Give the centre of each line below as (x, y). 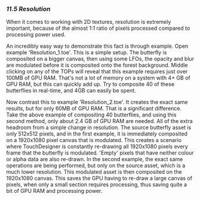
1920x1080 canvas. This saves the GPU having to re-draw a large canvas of (99, 179)
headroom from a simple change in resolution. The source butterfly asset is (99, 128)
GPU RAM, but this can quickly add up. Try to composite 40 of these (90, 84)
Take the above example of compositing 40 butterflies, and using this (91, 115)
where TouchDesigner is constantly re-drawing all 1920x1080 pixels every (97, 147)
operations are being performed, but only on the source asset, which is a (96, 165)
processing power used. (36, 35)
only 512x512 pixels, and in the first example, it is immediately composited (97, 134)
